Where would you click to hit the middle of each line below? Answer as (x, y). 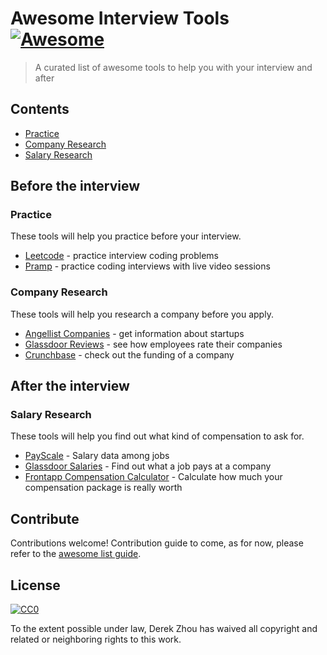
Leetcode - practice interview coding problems (121, 256)
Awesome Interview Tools (120, 18)
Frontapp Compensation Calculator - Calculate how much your (153, 477)
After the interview (70, 386)
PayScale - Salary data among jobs (97, 456)
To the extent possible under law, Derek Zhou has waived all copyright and (164, 629)
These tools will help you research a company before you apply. (142, 314)
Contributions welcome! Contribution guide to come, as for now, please (157, 543)
